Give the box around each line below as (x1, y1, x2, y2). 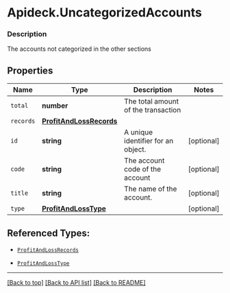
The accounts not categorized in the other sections (7, 45, 152, 53)
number (42, 101, 68, 110)
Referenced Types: (7, 227, 90, 239)
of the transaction (124, 105, 181, 115)
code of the (124, 165, 162, 174)
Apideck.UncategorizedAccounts (7, 5, 202, 21)
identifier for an (124, 136, 174, 145)
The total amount (124, 97, 179, 106)
